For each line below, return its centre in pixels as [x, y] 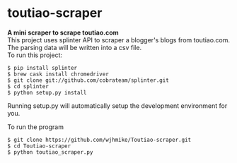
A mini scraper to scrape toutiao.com [63, 32]
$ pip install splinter [42, 68]
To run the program [35, 127]
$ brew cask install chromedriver [58, 74]
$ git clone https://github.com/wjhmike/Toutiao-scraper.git [99, 140]
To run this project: [35, 55]
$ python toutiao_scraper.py [50, 152]
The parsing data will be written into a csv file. [75, 47]
